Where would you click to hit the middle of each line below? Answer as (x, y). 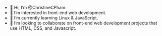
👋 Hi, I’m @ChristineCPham (38, 8)
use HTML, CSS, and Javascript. (43, 28)
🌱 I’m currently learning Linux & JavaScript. (54, 18)
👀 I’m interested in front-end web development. (58, 13)
